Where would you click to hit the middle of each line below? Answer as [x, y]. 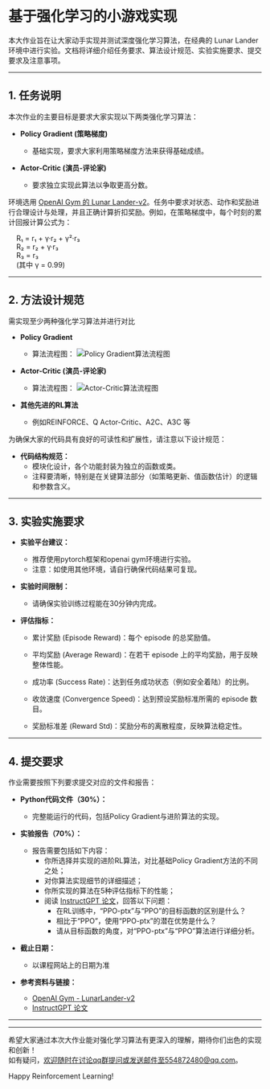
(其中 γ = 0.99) [41, 264]
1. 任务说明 [35, 96]
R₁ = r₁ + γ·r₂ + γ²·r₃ [48, 238]
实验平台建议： [45, 542]
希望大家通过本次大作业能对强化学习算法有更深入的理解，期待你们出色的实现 [135, 1040]
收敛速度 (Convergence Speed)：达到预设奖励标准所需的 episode [140, 699]
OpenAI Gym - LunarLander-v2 [83, 998]
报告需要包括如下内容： [71, 851]
